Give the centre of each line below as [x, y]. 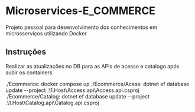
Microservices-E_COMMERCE [81, 11]
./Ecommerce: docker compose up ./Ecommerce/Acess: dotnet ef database [97, 84]
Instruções [26, 52]
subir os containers [29, 73]
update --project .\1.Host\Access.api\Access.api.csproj [72, 90]
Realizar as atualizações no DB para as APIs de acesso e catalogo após [92, 66]
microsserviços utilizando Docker [46, 33]
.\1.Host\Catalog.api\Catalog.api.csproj [52, 103]
